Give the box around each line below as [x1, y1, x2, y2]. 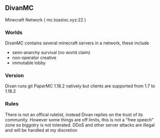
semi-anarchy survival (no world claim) [12, 50, 91, 56]
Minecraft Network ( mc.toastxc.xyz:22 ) [5, 17, 86, 22]
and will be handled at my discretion [5, 127, 78, 133]
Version [5, 72, 24, 79]
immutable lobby [12, 60, 46, 66]
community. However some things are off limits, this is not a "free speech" [5, 117, 154, 122]
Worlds [5, 29, 23, 36]
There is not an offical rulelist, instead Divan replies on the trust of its [5, 112, 143, 118]
